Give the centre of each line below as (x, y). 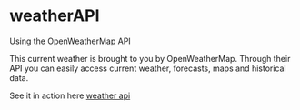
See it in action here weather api (70, 95)
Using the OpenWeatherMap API (70, 41)
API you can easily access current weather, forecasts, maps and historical (148, 68)
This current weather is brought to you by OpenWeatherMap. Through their (150, 58)
